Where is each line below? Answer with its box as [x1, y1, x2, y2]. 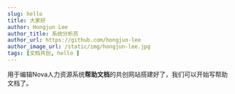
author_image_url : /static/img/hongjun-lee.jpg [7, 43, 151, 50]
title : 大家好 [7, 17, 46, 24]
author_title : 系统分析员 [7, 30, 79, 37]
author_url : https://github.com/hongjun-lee [7, 37, 141, 44]
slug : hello [7, 10, 43, 18]
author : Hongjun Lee [7, 23, 69, 30]
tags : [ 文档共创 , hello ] [7, 50, 80, 57]
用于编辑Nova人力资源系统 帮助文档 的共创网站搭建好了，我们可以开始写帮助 [7, 70, 229, 78]
